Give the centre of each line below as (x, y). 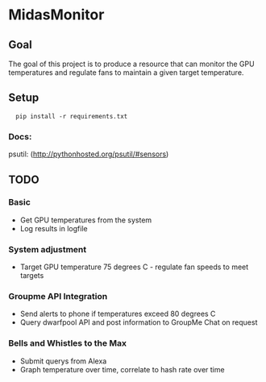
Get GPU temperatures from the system (86, 220)
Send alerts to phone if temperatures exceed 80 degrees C (118, 314)
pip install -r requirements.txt (72, 116)
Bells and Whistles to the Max (68, 343)
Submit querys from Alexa (63, 361)
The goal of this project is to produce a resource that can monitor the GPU (132, 64)
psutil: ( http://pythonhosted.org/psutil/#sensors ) (89, 154)
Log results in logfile (54, 228)
